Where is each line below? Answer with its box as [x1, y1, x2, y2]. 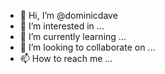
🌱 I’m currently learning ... [19, 31, 127, 42]
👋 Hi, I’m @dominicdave [19, 10, 118, 21]
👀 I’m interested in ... [19, 20, 105, 32]
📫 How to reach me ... [19, 53, 113, 64]
